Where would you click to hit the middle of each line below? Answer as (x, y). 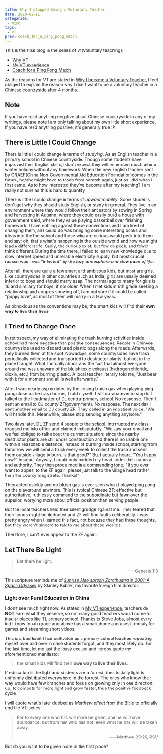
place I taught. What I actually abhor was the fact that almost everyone (76, 364)
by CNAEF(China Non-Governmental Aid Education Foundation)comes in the (81, 175)
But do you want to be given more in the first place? (57, 746)
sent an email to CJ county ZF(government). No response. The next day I (78, 404)
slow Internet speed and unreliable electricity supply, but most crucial (75, 256)
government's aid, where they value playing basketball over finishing (74, 220)
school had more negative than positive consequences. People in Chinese (79, 343)
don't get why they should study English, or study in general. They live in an (81, 205)
